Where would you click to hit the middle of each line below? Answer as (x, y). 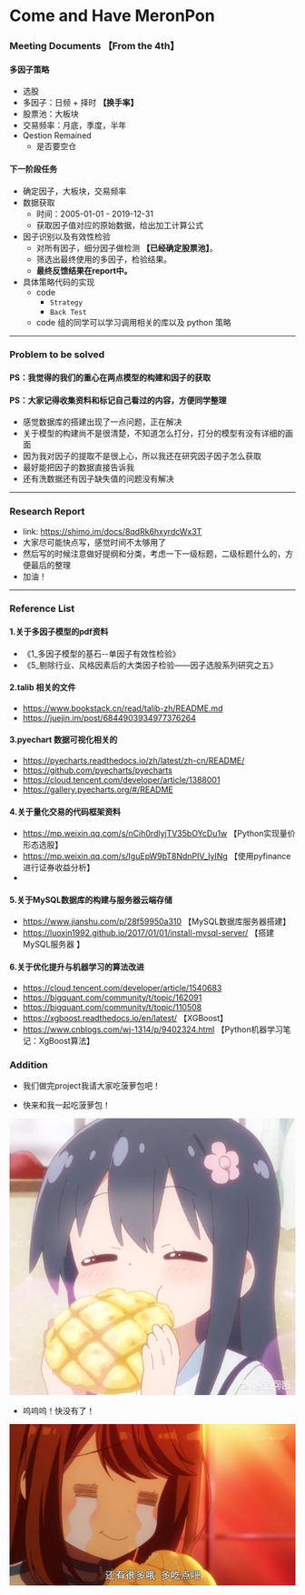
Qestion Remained (57, 135)
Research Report (47, 512)
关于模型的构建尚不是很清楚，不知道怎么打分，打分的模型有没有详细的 (154, 434)
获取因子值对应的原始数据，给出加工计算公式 (120, 225)
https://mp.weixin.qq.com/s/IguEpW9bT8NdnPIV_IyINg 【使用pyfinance (157, 857)
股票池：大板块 (50, 114)
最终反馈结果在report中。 (84, 270)
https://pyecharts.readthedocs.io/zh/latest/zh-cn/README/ (133, 761)
